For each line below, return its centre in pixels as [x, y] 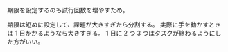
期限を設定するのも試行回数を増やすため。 [68, 10]
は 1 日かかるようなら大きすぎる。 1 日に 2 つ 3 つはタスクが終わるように [112, 33]
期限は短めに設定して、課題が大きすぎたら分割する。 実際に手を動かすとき [114, 25]
